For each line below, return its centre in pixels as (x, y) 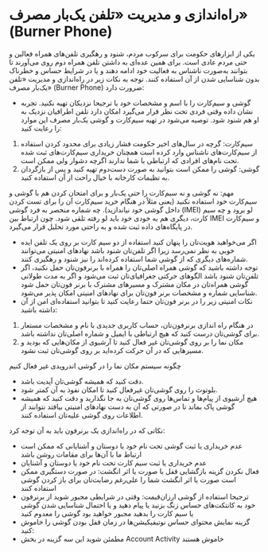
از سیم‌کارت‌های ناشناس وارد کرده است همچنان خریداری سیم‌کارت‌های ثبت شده (139, 152)
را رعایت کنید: (41, 128)
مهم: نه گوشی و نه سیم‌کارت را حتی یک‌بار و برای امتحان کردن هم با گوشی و (122, 192)
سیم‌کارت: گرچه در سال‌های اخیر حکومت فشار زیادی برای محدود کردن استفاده (137, 143)
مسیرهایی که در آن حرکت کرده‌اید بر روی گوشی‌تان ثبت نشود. (112, 350)
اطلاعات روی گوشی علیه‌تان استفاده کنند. (82, 414)
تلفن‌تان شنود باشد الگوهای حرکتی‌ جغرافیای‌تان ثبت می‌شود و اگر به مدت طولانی (140, 275)
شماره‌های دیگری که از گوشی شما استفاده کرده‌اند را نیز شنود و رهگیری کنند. (134, 259)
